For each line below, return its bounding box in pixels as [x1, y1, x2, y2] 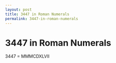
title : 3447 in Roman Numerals [5, 12, 70, 17]
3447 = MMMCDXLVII [5, 53, 50, 59]
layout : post [5, 7, 32, 12]
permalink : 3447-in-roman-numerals [5, 16, 78, 21]
